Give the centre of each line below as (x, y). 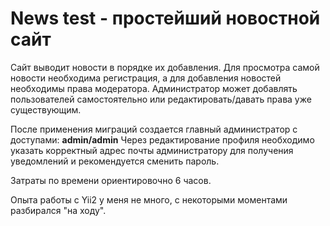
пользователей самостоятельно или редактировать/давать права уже (161, 99)
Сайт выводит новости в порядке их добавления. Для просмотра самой (165, 67)
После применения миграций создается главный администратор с (154, 129)
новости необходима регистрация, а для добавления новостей (146, 78)
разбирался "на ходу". (58, 210)
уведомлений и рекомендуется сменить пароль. (115, 161)
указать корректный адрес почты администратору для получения (152, 150)
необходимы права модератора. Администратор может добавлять (154, 88)
